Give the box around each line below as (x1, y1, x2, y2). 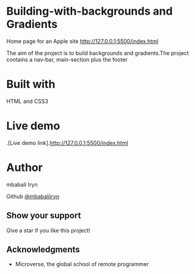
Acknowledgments (6, 244, 81, 254)
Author (6, 161, 43, 174)
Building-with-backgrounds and (6, 4, 173, 18)
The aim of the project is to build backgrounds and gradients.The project (6, 49, 189, 56)
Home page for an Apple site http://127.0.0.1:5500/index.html (6, 37, 159, 45)
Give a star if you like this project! (6, 226, 90, 234)
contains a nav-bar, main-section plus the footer (6, 56, 128, 63)
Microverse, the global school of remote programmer (15, 261, 149, 268)
